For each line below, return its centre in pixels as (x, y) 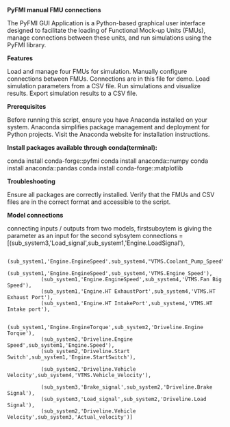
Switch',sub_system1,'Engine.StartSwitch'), (72, 357)
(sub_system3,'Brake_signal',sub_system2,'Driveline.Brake (127, 387)
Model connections (35, 215)
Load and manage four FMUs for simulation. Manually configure (97, 72)
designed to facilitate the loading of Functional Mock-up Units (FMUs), (106, 30)
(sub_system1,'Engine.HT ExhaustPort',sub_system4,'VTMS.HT (128, 292)
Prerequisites (27, 106)
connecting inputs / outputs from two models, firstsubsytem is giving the (110, 228)
